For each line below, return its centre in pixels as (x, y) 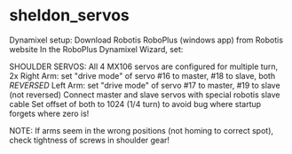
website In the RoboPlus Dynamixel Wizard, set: (96, 49)
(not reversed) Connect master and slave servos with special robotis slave (145, 95)
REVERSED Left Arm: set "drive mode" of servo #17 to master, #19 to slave (145, 85)
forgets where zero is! (49, 113)
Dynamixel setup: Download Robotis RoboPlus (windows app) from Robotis (146, 40)
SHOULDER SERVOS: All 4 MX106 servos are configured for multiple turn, (143, 66)
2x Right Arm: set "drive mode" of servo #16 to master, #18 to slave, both (142, 75)
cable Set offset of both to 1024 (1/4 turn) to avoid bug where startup (135, 104)
